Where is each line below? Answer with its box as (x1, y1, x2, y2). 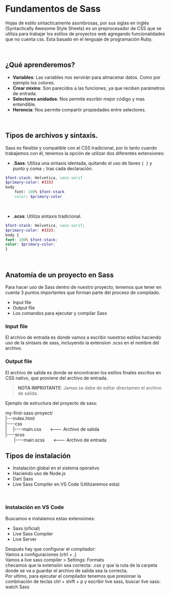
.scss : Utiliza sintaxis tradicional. (12, 213, 82, 219)
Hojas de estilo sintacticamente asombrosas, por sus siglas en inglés (5, 20, 150, 26)
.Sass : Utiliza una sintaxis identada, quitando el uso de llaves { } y (12, 160, 152, 166)
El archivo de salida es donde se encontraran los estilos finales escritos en (5, 369, 161, 375)
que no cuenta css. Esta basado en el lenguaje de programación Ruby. (5, 36, 153, 42)
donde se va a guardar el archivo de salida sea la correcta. (5, 568, 128, 574)
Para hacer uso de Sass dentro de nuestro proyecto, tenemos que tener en (5, 284, 162, 290)
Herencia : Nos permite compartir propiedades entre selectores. (12, 106, 146, 112)
